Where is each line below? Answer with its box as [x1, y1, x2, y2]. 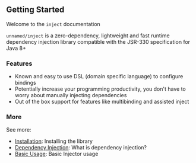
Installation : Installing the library [14, 138, 93, 145]
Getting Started [6, 5, 65, 15]
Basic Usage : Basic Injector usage [14, 151, 99, 158]
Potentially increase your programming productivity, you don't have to [14, 85, 186, 92]
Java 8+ [6, 44, 27, 52]
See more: [6, 126, 31, 133]
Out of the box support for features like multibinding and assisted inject [14, 98, 189, 106]
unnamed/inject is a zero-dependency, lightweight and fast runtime [6, 32, 170, 39]
